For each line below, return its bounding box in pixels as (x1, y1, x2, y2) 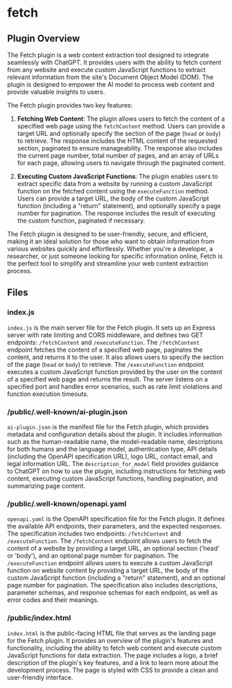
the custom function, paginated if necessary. (17, 216, 145, 225)
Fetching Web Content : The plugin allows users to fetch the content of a (17, 114, 225, 123)
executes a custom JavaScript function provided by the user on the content (7, 368, 223, 376)
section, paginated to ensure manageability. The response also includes (17, 144, 223, 152)
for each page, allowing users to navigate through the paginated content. (17, 159, 226, 167)
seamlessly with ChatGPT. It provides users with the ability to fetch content (7, 58, 222, 67)
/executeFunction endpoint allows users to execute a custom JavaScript (7, 559, 213, 567)
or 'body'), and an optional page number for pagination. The (7, 551, 179, 560)
